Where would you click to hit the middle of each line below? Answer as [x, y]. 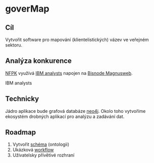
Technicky [22, 99]
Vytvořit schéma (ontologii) [41, 144]
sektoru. [14, 45]
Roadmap [21, 132]
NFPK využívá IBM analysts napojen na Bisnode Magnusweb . [69, 73]
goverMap [27, 9]
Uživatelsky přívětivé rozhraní [43, 155]
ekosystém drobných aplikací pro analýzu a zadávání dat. [65, 116]
